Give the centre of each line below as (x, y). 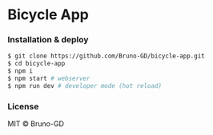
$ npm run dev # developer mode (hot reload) (84, 85)
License (23, 106)
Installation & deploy (48, 40)
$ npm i (20, 71)
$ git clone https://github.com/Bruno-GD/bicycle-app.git (106, 56)
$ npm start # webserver (49, 79)
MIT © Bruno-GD (36, 124)
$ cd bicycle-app (36, 64)
